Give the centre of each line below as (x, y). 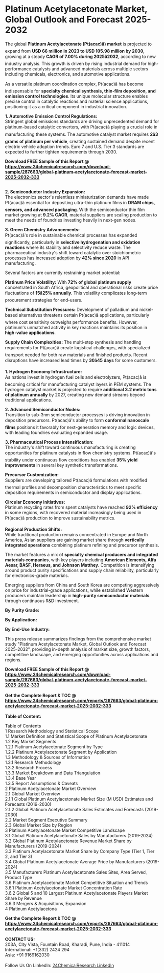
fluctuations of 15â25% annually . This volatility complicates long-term (76, 293)
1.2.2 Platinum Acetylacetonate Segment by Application (61, 752)
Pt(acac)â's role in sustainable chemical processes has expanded (71, 235)
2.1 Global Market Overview (33, 793)
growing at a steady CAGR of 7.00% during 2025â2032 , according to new (80, 56)
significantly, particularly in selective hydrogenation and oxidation (73, 242)
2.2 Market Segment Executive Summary (46, 820)
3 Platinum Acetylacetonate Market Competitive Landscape (65, 830)
